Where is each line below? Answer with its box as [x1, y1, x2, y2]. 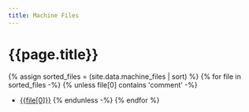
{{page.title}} [8, 45, 98, 63]
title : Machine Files [8, 11, 80, 20]
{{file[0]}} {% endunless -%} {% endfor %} [19, 95, 160, 105]
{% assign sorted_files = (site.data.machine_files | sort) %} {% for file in [8, 72, 242, 81]
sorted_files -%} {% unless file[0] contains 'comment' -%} [8, 80, 199, 89]
